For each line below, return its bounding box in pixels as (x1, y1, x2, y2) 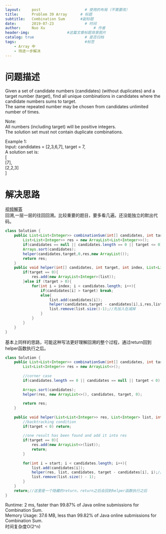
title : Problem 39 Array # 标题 (5, 12, 92, 17)
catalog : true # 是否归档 (5, 35, 104, 40)
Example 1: (5, 139, 27, 145)
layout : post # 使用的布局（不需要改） (5, 7, 130, 12)
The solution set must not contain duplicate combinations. (5, 129, 124, 135)
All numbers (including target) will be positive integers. (5, 124, 116, 130)
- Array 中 (14, 44, 36, 49)
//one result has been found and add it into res (23, 433, 127, 438)
